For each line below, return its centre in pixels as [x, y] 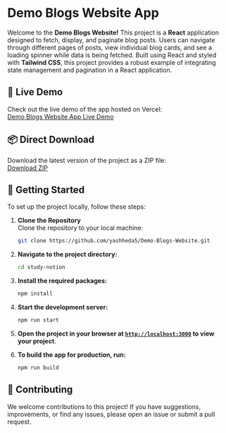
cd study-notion [41, 267]
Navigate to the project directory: [67, 255]
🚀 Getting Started [46, 189]
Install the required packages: [62, 281]
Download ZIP [27, 168]
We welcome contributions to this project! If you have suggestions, [104, 406]
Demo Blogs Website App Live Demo [61, 116]
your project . [37, 341]
